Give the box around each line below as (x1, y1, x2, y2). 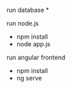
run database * (6, 6, 49, 14)
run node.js (6, 19, 39, 27)
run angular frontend (6, 53, 66, 61)
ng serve (16, 74, 42, 82)
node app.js (16, 40, 51, 48)
